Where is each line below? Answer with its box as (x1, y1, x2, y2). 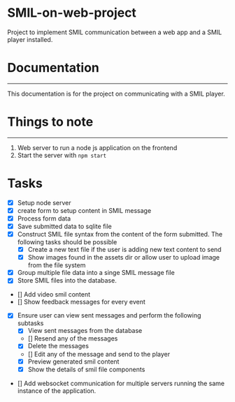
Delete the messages (27, 342, 90, 350)
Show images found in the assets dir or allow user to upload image (27, 253, 220, 262)
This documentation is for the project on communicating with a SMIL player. (7, 89, 225, 98)
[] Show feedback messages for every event (17, 298, 145, 306)
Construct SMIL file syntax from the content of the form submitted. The (17, 230, 222, 238)
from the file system (27, 261, 86, 269)
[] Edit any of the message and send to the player (27, 350, 170, 358)
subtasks (17, 319, 44, 327)
